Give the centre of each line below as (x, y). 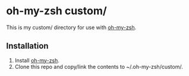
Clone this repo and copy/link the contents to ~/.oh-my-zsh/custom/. (99, 66)
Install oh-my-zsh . (37, 60)
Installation (27, 46)
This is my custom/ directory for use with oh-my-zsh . (71, 27)
